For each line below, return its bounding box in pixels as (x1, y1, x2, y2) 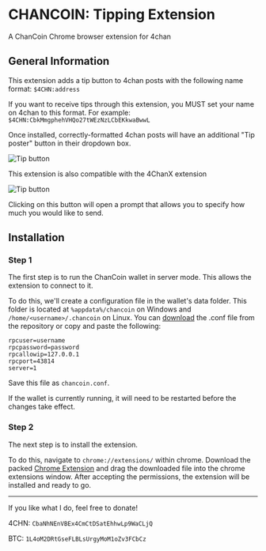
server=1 (8, 364, 37, 372)
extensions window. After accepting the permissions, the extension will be (8, 472, 250, 481)
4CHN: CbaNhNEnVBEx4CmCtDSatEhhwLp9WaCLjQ (8, 518, 153, 527)
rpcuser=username (8, 337, 66, 345)
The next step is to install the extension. (8, 440, 139, 449)
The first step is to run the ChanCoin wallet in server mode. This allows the (8, 273, 252, 282)
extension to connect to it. (8, 281, 93, 290)
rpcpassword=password (8, 344, 80, 352)
